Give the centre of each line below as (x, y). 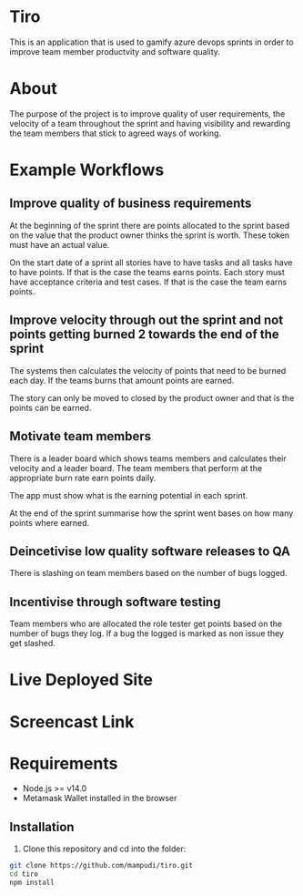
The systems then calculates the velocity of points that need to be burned (148, 370)
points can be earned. (50, 407)
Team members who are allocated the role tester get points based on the (146, 624)
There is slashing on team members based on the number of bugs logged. (149, 573)
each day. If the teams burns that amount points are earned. (122, 380)
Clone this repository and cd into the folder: (104, 849)
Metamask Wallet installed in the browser (100, 798)
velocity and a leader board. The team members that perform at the (136, 468)
